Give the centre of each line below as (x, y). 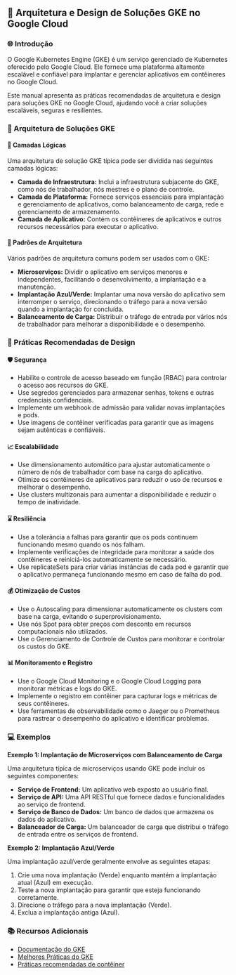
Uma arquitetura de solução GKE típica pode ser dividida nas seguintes (110, 161)
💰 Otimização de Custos (44, 591)
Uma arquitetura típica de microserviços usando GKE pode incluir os (106, 768)
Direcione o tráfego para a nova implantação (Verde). (94, 905)
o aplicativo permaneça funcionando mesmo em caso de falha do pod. (120, 574)
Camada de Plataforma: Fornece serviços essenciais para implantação (121, 197)
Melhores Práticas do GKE (55, 957)
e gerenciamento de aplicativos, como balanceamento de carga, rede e (120, 204)
